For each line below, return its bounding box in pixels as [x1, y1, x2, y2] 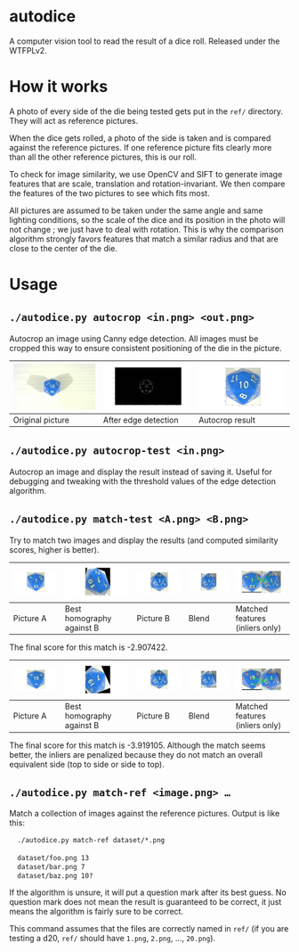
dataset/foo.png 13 [17, 854, 90, 863]
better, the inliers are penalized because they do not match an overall [9, 749, 263, 759]
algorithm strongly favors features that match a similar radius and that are [9, 234, 279, 244]
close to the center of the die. [9, 242, 117, 253]
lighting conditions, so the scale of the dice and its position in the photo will [9, 214, 286, 225]
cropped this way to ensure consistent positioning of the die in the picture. [9, 342, 282, 353]
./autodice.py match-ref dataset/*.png [17, 836, 166, 845]
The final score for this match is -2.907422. [9, 642, 168, 652]
